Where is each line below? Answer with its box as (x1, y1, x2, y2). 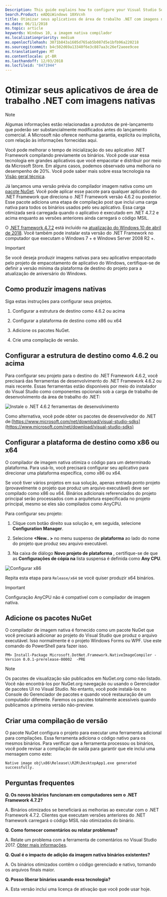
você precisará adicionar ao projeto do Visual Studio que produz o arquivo (5, 632, 158, 638)
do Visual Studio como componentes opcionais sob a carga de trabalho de (5, 388, 158, 395)
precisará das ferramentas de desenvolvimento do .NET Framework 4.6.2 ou (5, 378, 162, 384)
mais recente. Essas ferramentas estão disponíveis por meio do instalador (5, 383, 157, 389)
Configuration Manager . (12, 525, 64, 531)
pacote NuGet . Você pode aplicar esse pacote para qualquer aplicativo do (5, 188, 157, 195)
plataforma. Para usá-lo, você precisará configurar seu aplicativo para (5, 464, 149, 470)
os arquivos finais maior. (5, 867, 55, 873)
